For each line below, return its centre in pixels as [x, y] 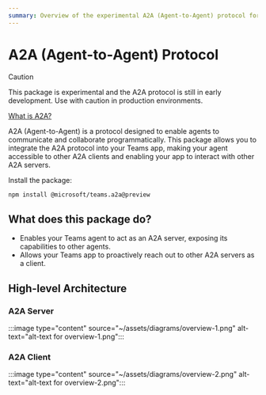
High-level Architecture [68, 289]
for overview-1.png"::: [89, 336]
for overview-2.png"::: [89, 383]
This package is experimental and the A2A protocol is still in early [115, 92]
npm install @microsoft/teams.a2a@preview [79, 195]
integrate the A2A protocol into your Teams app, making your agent [118, 148]
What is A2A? [30, 116]
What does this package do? [80, 219]
